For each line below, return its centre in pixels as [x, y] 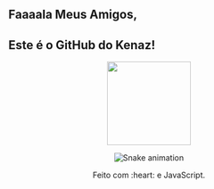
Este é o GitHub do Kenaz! [82, 45]
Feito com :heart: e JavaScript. [149, 175]
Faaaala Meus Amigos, [73, 15]
